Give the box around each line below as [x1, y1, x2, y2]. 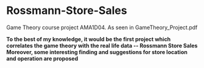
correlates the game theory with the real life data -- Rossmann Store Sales [6, 42, 198, 49]
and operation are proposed [6, 55, 79, 62]
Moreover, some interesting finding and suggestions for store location [6, 48, 188, 55]
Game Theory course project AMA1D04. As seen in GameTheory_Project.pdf [6, 24, 198, 31]
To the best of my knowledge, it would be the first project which [6, 35, 171, 42]
